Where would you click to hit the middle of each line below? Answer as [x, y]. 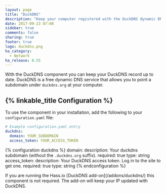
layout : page [19, 10]
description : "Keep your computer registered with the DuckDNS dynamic [80, 19]
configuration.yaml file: [29, 118]
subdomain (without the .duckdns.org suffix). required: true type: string [77, 155]
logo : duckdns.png [24, 47]
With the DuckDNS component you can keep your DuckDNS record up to [79, 74]
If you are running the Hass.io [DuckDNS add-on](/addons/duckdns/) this [80, 175]
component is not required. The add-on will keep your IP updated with [77, 181]
